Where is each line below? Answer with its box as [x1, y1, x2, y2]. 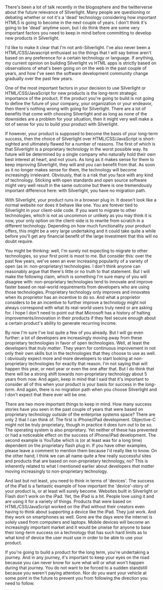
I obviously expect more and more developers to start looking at [5, 355, 133, 361]
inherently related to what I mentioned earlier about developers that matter [5, 463, 154, 469]
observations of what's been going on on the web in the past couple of [5, 65, 147, 71]
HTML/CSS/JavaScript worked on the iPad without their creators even [5, 504, 145, 509]
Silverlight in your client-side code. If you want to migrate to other [5, 207, 137, 213]
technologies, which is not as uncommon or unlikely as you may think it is [5, 213, 152, 218]
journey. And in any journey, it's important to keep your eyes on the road [5, 554, 149, 560]
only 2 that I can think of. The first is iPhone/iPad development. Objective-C [5, 417, 156, 423]
